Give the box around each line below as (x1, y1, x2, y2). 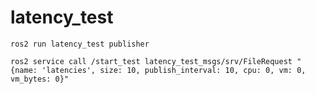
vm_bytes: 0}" (10, 74, 70, 84)
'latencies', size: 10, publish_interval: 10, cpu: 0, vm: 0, (41, 65, 307, 75)
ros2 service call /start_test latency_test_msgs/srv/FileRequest (10, 56, 293, 66)
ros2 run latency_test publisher (10, 39, 150, 49)
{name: (10, 65, 38, 75)
